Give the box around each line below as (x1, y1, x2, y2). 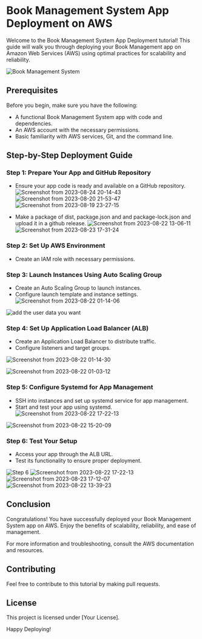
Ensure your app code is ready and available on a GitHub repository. (15, 182, 186, 190)
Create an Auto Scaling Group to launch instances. (15, 284, 141, 292)
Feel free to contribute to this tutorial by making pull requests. (6, 580, 161, 587)
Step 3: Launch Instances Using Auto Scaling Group (6, 270, 162, 279)
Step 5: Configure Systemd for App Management (6, 383, 153, 392)
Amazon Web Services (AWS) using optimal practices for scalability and (6, 49, 186, 56)
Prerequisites (6, 86, 58, 96)
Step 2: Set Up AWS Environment (6, 241, 106, 250)
